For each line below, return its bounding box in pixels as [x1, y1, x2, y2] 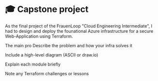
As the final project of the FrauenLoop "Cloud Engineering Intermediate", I [5, 23, 153, 29]
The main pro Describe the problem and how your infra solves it [5, 42, 132, 48]
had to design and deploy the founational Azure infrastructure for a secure [5, 28, 154, 34]
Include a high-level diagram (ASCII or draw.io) [5, 52, 98, 58]
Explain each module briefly [5, 61, 61, 67]
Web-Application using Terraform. [5, 33, 73, 39]
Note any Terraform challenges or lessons [5, 70, 89, 76]
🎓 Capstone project [5, 4, 89, 15]
